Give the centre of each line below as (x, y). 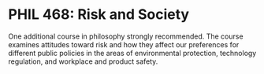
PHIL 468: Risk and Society (99, 15)
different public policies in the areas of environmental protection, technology (132, 53)
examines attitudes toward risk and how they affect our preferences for (124, 44)
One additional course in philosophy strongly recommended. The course (126, 36)
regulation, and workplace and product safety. (83, 61)
